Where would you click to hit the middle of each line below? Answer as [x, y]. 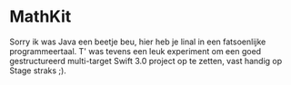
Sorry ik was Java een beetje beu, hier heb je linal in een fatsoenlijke [138, 42]
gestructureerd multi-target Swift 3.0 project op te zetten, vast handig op [146, 61]
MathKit [40, 17]
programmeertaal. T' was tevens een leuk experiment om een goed [135, 51]
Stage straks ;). [38, 71]
